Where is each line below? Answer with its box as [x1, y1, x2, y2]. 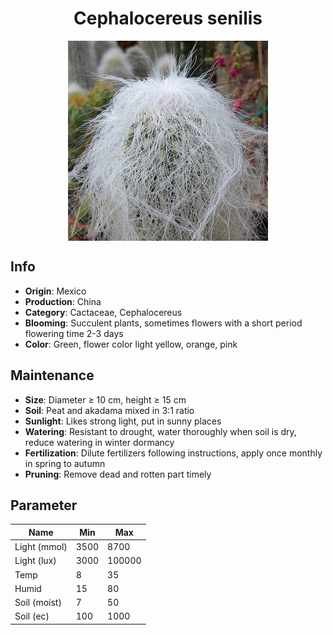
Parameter [10, 497, 78, 514]
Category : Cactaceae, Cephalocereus [24, 306, 183, 318]
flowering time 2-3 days [24, 327, 124, 339]
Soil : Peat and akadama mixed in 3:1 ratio [24, 404, 195, 416]
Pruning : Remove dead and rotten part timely [24, 468, 212, 480]
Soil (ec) [14, 610, 50, 622]
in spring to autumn [24, 457, 106, 469]
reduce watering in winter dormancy [24, 436, 175, 448]
